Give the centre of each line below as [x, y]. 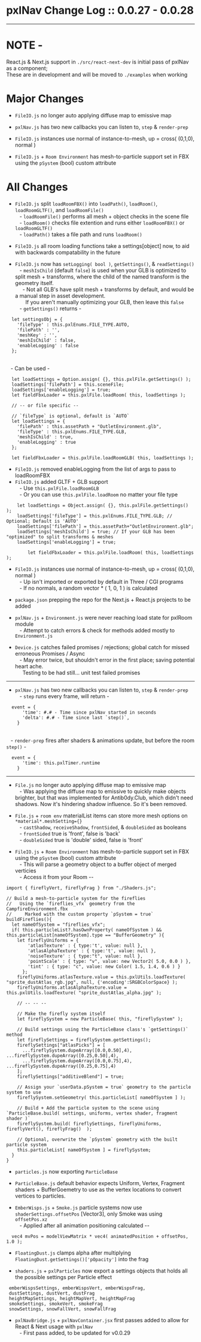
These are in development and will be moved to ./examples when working [97, 74]
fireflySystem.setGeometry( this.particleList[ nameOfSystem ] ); [101, 1097]
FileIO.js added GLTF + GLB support [62, 481]
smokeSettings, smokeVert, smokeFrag [56, 1304]
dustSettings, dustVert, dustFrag [52, 1293]
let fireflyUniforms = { [48, 940]
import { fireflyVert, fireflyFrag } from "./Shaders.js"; [81, 888]
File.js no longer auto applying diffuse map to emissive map [90, 784]
